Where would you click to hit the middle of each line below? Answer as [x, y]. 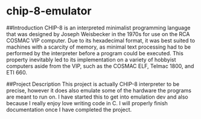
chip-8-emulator [49, 11]
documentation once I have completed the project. [69, 109]
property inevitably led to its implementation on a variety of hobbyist [91, 59]
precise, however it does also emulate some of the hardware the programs [99, 90]
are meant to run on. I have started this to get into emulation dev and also [97, 97]
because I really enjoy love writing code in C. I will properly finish [87, 103]
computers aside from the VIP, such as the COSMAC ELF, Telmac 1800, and [100, 66]
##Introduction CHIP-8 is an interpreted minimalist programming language [98, 28]
